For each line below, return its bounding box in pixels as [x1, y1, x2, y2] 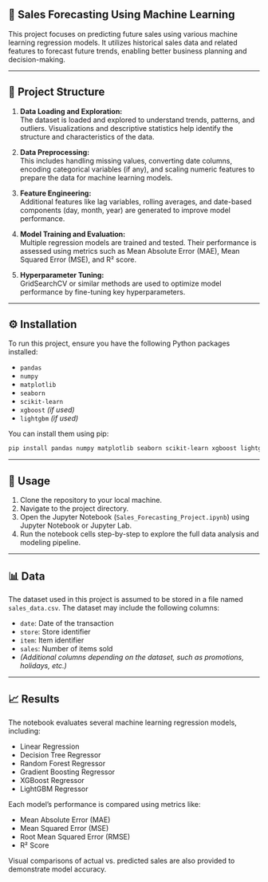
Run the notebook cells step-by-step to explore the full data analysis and [19, 529, 259, 539]
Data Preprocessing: [19, 147, 90, 156]
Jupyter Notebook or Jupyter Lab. [19, 520, 132, 531]
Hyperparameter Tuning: [19, 270, 104, 279]
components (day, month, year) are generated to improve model [19, 205, 231, 215]
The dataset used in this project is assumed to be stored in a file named [8, 594, 243, 603]
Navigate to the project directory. [19, 504, 129, 513]
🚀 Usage [8, 474, 50, 488]
